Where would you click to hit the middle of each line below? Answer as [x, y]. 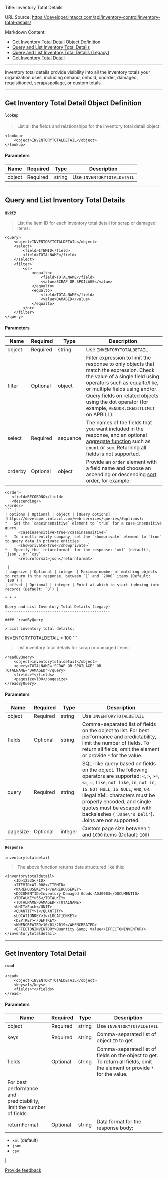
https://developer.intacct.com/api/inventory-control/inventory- [96, 17]
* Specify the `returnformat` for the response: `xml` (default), [78, 550]
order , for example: [108, 480]
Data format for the [119, 1121]
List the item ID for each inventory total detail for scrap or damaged [86, 223]
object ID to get [115, 1040]
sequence [70, 438]
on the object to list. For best [116, 730]
